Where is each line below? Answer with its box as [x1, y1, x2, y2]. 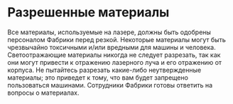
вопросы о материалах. [7, 88, 80, 97]
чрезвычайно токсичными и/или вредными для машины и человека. [7, 43, 216, 51]
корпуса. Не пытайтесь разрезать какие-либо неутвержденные [7, 66, 202, 74]
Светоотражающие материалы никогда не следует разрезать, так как [7, 51, 221, 59]
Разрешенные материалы [7, 4, 170, 21]
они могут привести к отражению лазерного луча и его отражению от [7, 58, 222, 66]
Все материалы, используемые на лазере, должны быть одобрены [7, 28, 212, 36]
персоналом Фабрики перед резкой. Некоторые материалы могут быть [7, 35, 226, 43]
